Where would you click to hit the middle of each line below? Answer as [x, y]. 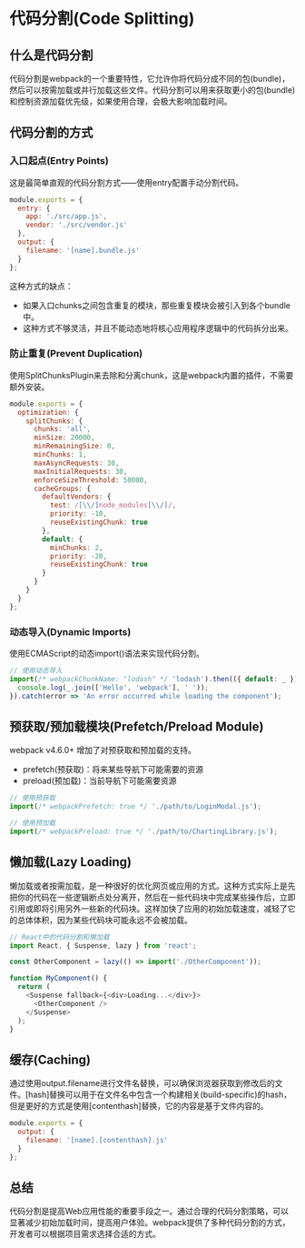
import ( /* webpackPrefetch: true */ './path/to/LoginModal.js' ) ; [135, 807]
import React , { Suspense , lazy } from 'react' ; [103, 946]
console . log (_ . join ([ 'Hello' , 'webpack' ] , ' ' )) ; [113, 688]
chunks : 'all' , [62, 429]
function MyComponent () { [58, 979]
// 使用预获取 [33, 798]
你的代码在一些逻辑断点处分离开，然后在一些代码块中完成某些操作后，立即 [156, 897]
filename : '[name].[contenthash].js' [97, 1140]
